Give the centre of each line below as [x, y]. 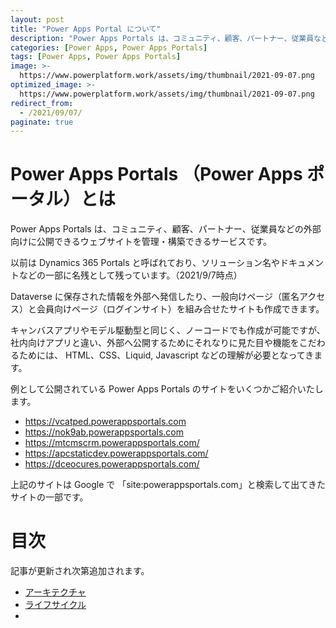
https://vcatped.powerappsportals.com [105, 422]
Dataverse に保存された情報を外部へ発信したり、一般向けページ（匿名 [155, 297]
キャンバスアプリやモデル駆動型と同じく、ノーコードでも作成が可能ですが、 [168, 330]
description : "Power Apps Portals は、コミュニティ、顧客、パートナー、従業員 [162, 38]
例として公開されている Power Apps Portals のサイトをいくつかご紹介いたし [167, 389]
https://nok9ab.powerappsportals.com [104, 432]
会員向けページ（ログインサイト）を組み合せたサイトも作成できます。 [180, 309]
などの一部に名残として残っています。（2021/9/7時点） [130, 275]
